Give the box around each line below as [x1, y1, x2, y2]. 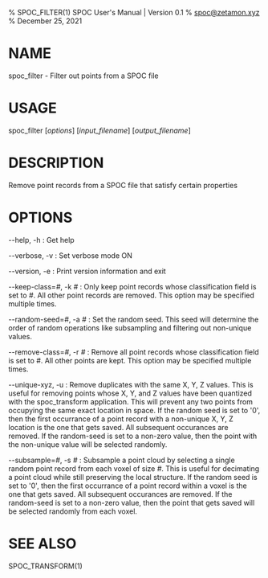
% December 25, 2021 [8, 16, 83, 26]
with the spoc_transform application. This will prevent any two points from [8, 396, 253, 406]
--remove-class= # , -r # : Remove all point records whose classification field [8, 346, 259, 357]
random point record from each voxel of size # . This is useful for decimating [8, 463, 260, 473]
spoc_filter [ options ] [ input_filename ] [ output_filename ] [8, 125, 191, 135]
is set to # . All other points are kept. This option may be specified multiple [8, 355, 252, 365]
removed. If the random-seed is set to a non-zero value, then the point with [8, 431, 258, 441]
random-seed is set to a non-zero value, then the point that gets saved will [8, 498, 255, 507]
